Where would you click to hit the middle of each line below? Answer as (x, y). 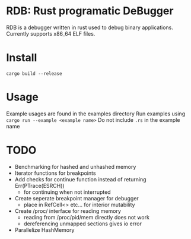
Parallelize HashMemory (44, 229)
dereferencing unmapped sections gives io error (83, 224)
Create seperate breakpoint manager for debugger (77, 198)
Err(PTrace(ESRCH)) (39, 185)
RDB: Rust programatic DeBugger (90, 11)
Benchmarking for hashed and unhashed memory (75, 166)
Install (22, 58)
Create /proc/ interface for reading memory (68, 211)
